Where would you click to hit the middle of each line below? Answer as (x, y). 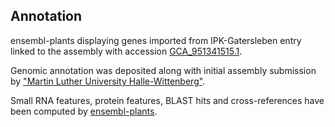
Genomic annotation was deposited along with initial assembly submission (163, 70)
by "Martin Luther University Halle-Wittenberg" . (108, 81)
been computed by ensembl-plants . (84, 111)
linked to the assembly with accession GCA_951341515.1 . (126, 51)
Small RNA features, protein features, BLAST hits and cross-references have (167, 100)
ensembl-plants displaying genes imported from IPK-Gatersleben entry (156, 40)
